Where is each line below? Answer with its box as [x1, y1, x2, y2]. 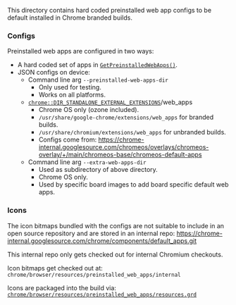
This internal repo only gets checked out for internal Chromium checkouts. [7, 250, 223, 259]
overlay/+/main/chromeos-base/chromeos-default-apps [38, 151, 202, 159]
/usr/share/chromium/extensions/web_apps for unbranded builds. [38, 128, 227, 137]
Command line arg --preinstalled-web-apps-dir [27, 75, 169, 84]
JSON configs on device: [17, 68, 90, 77]
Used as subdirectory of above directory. [38, 166, 159, 174]
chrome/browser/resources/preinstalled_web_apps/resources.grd [7, 291, 197, 298]
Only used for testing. [38, 83, 102, 92]
